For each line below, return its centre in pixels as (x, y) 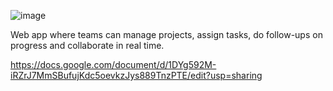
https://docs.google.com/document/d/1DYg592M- (113, 64)
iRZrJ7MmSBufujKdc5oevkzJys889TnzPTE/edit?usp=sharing (136, 75)
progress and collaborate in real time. (87, 45)
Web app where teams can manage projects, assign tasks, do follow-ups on (166, 34)
